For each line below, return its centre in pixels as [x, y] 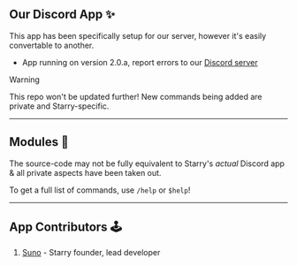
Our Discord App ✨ [62, 15]
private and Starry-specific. [59, 106]
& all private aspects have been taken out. [85, 172]
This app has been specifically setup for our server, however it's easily [138, 35]
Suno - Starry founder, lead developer [91, 253]
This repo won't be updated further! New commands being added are [136, 96]
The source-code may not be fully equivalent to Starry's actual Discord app [147, 163]
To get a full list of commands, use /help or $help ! [100, 190]
